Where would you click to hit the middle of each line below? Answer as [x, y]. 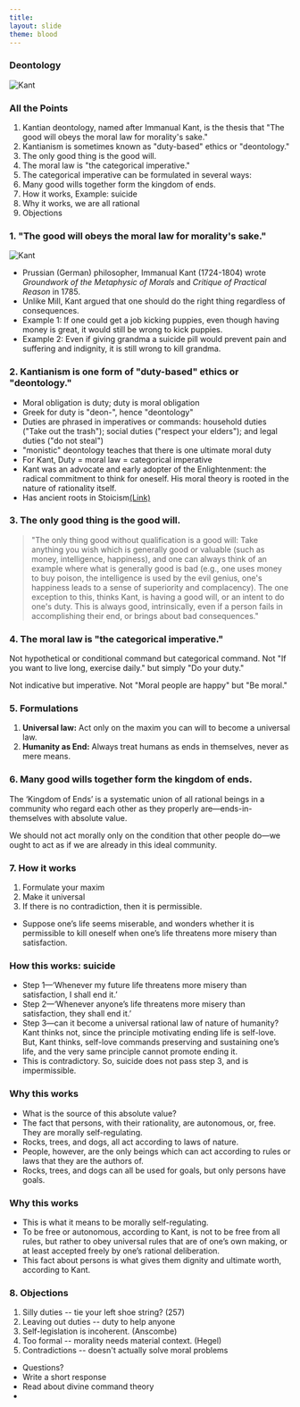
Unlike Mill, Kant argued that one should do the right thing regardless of [154, 301]
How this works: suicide [62, 966]
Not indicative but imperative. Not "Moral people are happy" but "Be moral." [149, 685]
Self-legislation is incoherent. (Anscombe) [100, 1331]
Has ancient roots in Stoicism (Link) [86, 498]
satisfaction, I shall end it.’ [70, 995]
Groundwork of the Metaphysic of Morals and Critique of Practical [144, 282]
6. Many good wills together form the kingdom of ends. [131, 780]
